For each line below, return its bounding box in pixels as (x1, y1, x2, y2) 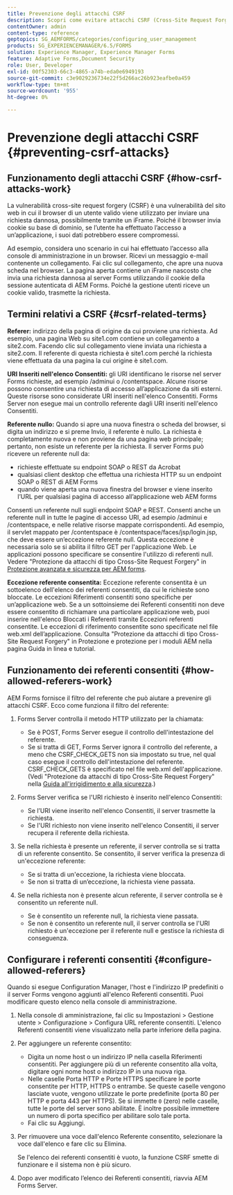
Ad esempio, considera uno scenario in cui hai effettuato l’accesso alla (7, 244, 209, 252)
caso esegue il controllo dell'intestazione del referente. (27, 757, 185, 766)
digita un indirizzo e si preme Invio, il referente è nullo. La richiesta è (7, 427, 202, 435)
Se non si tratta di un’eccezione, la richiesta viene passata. (27, 878, 196, 886)
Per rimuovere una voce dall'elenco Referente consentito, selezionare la (17, 1133, 223, 1141)
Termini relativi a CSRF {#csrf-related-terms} (7, 308, 207, 320)
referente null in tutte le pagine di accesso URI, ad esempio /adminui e (7, 513, 208, 521)
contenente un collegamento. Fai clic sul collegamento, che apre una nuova (7, 259, 223, 267)
